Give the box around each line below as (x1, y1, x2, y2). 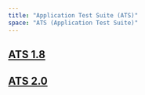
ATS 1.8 (8, 48, 45, 61)
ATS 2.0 (8, 75, 49, 88)
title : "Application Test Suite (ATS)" (8, 11, 139, 20)
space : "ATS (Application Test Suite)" (8, 19, 139, 27)
